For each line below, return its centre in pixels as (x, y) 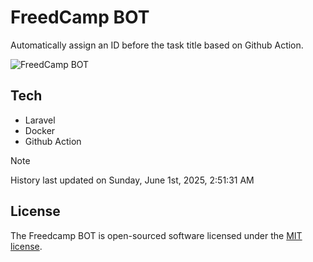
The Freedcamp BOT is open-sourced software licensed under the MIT (156, 235)
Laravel (40, 120)
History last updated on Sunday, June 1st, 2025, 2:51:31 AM (132, 180)
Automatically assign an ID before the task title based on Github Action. (157, 45)
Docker (40, 130)
